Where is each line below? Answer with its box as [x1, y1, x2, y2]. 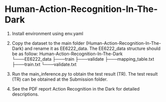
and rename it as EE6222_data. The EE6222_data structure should [24, 45, 161, 51]
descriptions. [11, 91, 39, 97]
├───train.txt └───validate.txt [11, 61, 77, 67]
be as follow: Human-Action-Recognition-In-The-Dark [11, 51, 123, 57]
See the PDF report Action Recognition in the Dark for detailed [11, 86, 140, 92]
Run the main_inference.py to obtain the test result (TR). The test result [11, 71, 158, 77]
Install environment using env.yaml [11, 30, 83, 36]
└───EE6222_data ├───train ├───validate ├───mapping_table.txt [11, 56, 155, 62]
